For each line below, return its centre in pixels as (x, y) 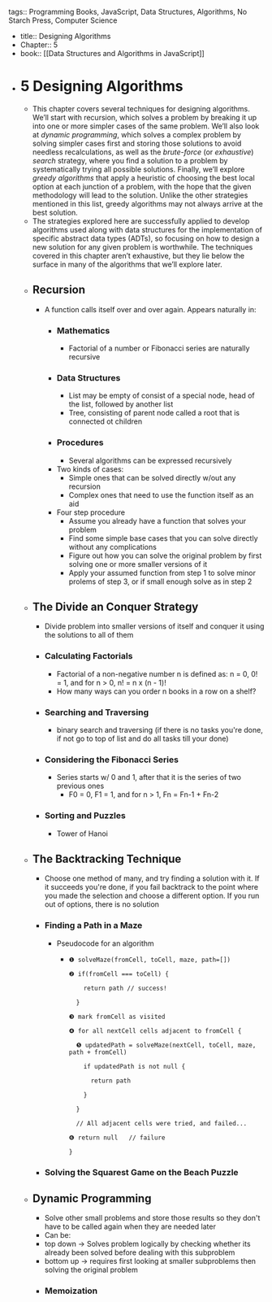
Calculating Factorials (89, 656)
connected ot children (106, 421)
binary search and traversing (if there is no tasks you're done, (160, 730)
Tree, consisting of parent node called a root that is (154, 413)
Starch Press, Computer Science (63, 20)
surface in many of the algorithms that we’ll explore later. (127, 264)
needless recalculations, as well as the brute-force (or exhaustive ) (143, 152)
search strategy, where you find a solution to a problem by (130, 160)
